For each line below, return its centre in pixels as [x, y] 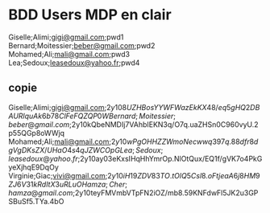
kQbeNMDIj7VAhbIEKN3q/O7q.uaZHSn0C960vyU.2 [173, 124]
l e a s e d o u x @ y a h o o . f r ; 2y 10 [52, 158]
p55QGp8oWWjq [37, 133]
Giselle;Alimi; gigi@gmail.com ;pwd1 [66, 37]
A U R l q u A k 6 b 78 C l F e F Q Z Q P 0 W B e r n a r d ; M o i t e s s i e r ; [92, 116]
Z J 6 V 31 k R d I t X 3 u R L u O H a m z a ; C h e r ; [68, 184]
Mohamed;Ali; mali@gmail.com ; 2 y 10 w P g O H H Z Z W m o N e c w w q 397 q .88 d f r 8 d [133, 141]
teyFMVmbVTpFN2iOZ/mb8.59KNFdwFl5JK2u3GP [174, 193]
